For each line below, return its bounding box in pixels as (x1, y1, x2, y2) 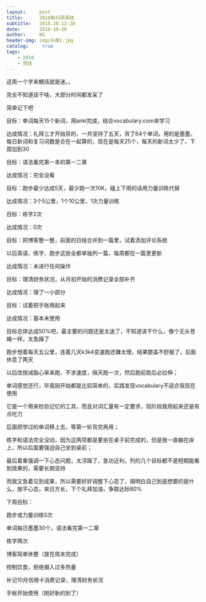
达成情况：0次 (6, 223, 42, 230)
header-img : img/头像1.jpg (6, 37, 74, 43)
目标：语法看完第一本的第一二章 (6, 158, 87, 165)
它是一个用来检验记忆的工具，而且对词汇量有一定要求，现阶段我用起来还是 (6, 402, 194, 410)
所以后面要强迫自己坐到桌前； (17, 443, 93, 451)
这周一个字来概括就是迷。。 (6, 78, 74, 85)
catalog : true (6, 43, 53, 50)
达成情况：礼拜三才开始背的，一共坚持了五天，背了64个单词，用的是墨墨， (6, 130, 196, 137)
